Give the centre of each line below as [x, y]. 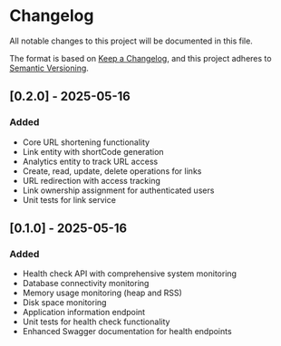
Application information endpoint [84, 312]
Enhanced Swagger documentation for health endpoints [127, 332]
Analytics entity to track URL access [90, 161]
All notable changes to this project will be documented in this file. [131, 41]
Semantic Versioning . [49, 68]
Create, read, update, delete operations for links [112, 171]
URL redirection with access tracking [92, 180]
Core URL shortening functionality [86, 142]
